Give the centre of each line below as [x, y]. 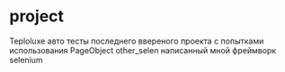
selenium [26, 60]
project [37, 16]
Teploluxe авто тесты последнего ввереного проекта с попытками [137, 41]
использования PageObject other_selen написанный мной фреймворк [143, 50]
